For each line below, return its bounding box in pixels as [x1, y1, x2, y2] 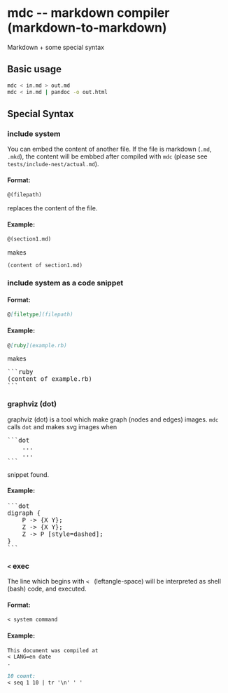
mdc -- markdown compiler [7, 5, 170, 21]
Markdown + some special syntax [7, 43, 105, 51]
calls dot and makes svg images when [7, 422, 117, 431]
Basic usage [7, 63, 62, 75]
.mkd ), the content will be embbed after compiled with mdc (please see [7, 152, 208, 161]
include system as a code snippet [7, 278, 124, 288]
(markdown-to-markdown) [7, 20, 167, 36]
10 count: [7, 673, 36, 680]
